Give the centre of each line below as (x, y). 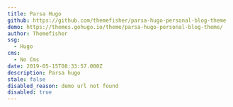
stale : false (27, 79)
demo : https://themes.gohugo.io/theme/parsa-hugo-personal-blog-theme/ (115, 27)
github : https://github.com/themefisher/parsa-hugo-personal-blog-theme (117, 20)
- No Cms (27, 60)
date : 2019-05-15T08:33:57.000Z (55, 66)
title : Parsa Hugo (34, 14)
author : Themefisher (38, 33)
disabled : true (30, 92)
